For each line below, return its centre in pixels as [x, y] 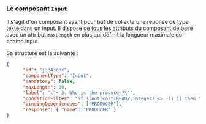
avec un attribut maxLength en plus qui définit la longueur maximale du [94, 35]
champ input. [23, 42]
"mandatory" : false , [49, 81]
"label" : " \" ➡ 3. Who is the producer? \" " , [79, 93]
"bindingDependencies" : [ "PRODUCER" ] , [72, 104]
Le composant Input [37, 9]
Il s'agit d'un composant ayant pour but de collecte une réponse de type [97, 22]
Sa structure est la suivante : [42, 53]
